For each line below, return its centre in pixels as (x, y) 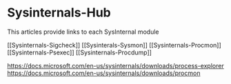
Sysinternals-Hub (59, 13)
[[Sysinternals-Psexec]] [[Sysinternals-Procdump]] (79, 52)
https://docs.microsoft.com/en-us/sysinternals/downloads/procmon (104, 73)
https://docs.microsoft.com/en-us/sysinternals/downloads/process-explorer (115, 65)
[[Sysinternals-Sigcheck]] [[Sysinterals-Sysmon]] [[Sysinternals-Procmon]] (114, 45)
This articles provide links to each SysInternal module (83, 32)
